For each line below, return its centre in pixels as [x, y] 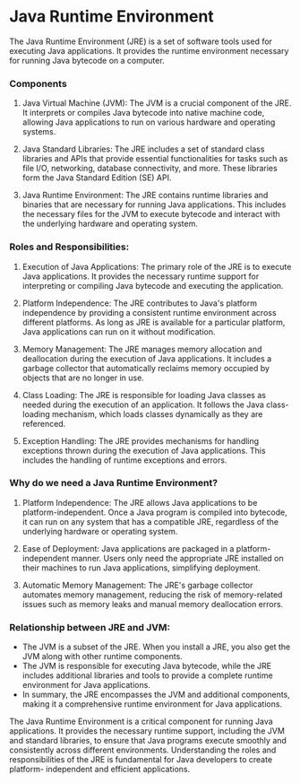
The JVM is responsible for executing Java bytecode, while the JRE [146, 666]
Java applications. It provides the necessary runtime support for [141, 276]
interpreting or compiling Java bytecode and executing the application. [153, 285]
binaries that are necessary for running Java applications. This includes [154, 204]
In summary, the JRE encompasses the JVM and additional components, [156, 695]
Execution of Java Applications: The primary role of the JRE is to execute [157, 266]
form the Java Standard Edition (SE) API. [97, 178]
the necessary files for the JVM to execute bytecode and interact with [151, 214]
